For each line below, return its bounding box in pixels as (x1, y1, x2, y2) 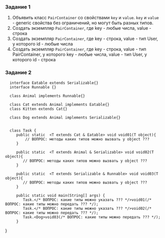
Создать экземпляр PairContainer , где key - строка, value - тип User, (12, 36, 159, 42)
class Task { (9, 128, 37, 133)
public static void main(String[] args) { (16, 193, 106, 198)
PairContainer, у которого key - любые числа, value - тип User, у (12, 51, 147, 57)
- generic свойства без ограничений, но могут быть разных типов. (12, 20, 154, 26)
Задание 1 (5, 3, 31, 10)
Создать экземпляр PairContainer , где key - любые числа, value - (12, 25, 152, 31)
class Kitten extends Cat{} (9, 106, 68, 111)
